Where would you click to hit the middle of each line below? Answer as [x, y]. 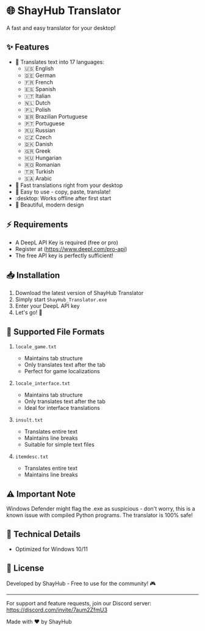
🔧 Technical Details [44, 534]
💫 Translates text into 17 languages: [60, 62]
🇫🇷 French [38, 82]
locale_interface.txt [42, 384]
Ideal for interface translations [62, 408]
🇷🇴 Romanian [42, 164]
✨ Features [28, 47]
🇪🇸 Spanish [40, 89]
